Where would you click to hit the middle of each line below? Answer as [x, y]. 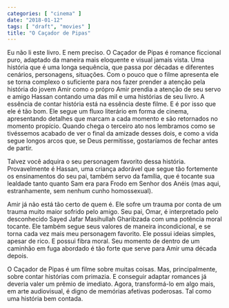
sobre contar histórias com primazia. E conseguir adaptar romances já [107, 277]
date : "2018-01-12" [35, 20]
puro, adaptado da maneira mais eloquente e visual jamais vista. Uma [106, 60]
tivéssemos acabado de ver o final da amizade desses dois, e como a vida [113, 134]
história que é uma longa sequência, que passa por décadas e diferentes [111, 67]
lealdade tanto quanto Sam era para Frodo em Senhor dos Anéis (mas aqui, [114, 183]
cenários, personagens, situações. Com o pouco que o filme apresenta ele [113, 75]
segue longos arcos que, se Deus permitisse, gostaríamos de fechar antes [113, 141]
